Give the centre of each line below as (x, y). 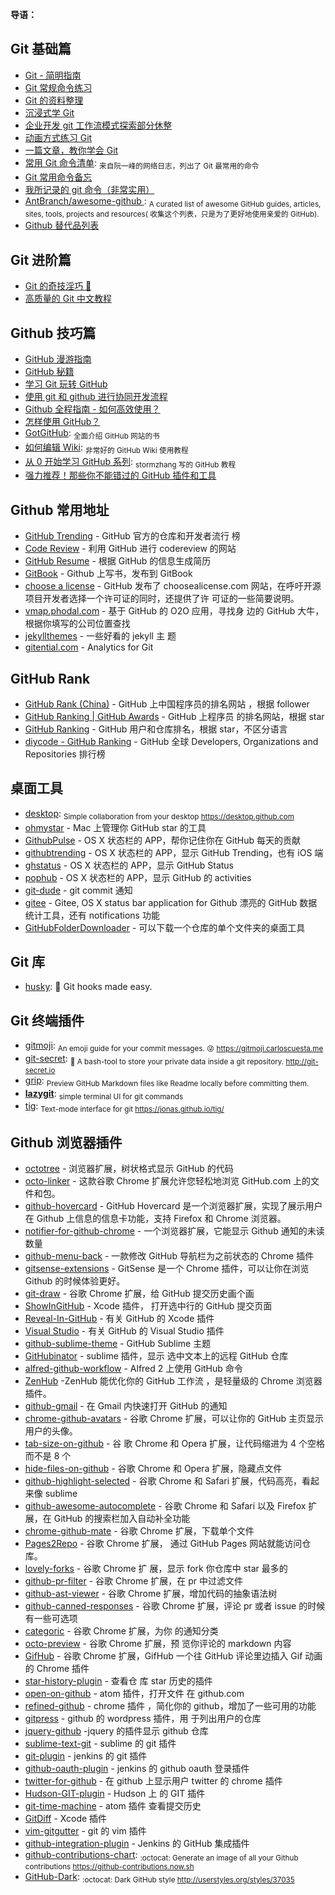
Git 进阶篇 (41, 259)
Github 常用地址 (60, 509)
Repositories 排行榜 (65, 754)
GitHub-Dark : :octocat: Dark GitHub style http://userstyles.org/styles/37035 (159, 1877)
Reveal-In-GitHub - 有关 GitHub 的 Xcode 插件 (119, 1319)
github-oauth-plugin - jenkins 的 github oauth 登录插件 (137, 1769)
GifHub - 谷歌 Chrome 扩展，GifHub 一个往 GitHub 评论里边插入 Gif (163, 1656)
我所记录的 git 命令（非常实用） (89, 189)
